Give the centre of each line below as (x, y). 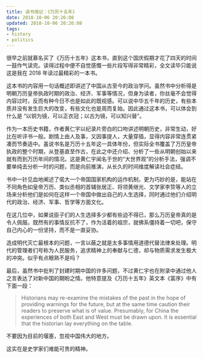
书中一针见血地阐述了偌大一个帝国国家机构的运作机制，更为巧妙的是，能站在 (101, 179)
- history (19, 34)
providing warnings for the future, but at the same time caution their (105, 304)
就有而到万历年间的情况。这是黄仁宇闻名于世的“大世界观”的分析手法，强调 (99, 159)
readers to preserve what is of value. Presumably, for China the (100, 311)
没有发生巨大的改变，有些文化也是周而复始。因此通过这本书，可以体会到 (107, 108)
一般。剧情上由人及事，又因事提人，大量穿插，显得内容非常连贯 (112, 136)
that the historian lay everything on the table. (77, 323)
